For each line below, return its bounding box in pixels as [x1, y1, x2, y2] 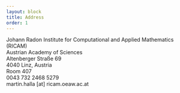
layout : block [6, 8, 42, 15]
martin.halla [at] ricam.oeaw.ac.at [6, 80, 89, 88]
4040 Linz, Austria [6, 61, 52, 69]
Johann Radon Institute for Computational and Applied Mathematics [6, 36, 174, 44]
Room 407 [6, 68, 32, 75]
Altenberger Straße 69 [6, 55, 62, 63]
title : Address [6, 14, 44, 20]
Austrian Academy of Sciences [6, 49, 83, 56]
